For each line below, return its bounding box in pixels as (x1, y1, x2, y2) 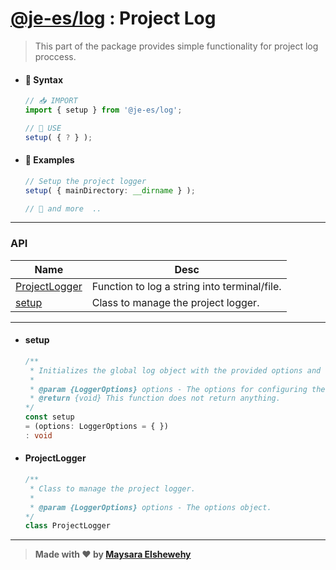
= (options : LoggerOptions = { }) (24, 422, 169, 432)
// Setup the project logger (24, 176, 147, 186)
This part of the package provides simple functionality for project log (34, 40, 319, 52)
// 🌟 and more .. (24, 203, 102, 214)
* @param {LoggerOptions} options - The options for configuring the (29, 384, 326, 394)
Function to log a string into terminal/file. (91, 279, 282, 293)
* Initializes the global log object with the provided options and (29, 365, 322, 376)
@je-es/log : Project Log (10, 7, 217, 30)
